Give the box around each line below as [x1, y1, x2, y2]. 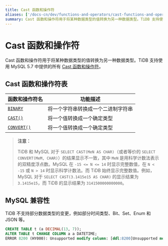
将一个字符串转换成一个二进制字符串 [47, 106, 133, 113]
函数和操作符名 [7, 96, 43, 103]
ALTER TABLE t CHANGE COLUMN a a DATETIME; [5, 231, 97, 236]
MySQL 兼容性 [5, 196, 50, 204]
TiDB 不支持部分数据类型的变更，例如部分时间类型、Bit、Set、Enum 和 [5, 210, 151, 216]
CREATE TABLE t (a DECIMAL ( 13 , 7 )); [5, 226, 81, 231]
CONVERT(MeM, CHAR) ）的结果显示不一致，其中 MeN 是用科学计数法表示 [17, 155, 159, 161]
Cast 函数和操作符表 [5, 80, 68, 88]
